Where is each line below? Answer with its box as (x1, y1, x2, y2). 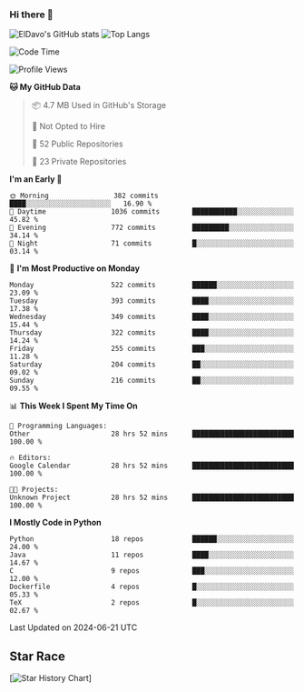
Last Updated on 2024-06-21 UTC (9, 622, 138, 633)
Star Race (9, 648, 66, 664)
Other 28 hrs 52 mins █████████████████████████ (9, 429, 295, 439)
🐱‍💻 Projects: (9, 486, 59, 495)
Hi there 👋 (9, 8, 54, 21)
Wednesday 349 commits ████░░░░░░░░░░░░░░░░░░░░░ (9, 313, 295, 322)
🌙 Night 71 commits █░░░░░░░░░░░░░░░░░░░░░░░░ (9, 239, 295, 248)
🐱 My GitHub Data (9, 82, 82, 93)
